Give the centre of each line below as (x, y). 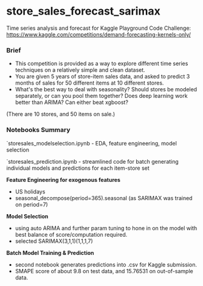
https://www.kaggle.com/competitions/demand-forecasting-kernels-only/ (99, 34)
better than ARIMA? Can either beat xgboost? (72, 102)
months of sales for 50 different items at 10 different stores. (89, 83)
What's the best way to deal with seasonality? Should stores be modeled (106, 89)
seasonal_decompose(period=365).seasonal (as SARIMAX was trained (104, 198)
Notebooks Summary (39, 130)
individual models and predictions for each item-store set (78, 168)
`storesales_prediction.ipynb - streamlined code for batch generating (93, 161)
